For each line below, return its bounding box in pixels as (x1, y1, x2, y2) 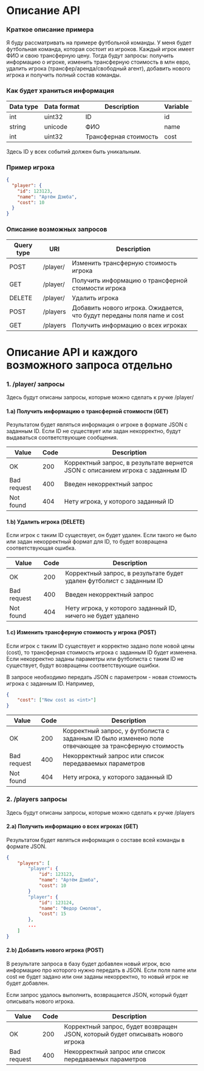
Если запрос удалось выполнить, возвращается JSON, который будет (6, 991, 188, 999)
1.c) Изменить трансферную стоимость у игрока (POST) (6, 628, 157, 635)
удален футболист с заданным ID (65, 577, 163, 585)
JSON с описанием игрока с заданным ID (64, 466, 187, 474)
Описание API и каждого (6, 345, 138, 359)
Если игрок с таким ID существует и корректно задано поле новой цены (6, 642, 195, 649)
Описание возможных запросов (6, 225, 107, 234)
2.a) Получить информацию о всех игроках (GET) (6, 823, 138, 830)
